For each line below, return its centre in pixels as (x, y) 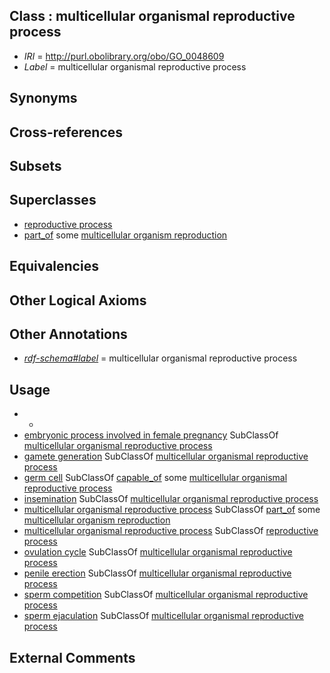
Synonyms (43, 98)
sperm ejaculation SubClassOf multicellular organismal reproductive (164, 616)
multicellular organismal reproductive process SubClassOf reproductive (171, 531)
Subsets (35, 165)
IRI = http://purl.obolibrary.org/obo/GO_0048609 (124, 56)
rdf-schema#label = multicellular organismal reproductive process (160, 358)
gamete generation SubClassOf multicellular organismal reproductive (166, 456)
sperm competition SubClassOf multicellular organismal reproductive (166, 595)
